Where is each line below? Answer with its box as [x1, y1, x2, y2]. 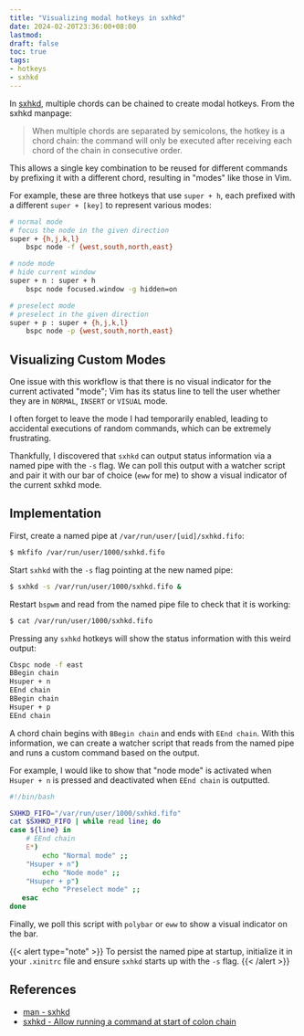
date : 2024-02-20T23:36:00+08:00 [9, 22, 137, 31]
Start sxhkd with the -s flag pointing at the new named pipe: [9, 564, 234, 576]
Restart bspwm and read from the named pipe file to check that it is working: [9, 598, 291, 609]
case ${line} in [9, 826, 71, 835]
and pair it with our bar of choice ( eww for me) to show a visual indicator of [9, 470, 288, 481]
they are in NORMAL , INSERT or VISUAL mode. [9, 396, 168, 407]
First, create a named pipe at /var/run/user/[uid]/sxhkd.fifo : [9, 530, 245, 541]
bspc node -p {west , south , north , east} [26, 326, 173, 336]
